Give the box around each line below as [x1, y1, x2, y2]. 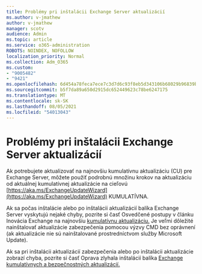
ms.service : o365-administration [6, 43, 90, 49]
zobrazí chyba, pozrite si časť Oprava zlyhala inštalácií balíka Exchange [6, 254, 183, 261]
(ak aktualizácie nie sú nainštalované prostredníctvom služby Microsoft [6, 230, 182, 237]
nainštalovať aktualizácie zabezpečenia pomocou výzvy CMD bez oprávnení [6, 224, 195, 231]
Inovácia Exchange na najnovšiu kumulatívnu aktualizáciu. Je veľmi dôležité [6, 217, 194, 225]
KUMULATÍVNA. [108, 193, 149, 200]
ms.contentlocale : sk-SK [6, 98, 69, 104]
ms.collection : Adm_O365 [6, 59, 69, 65]
